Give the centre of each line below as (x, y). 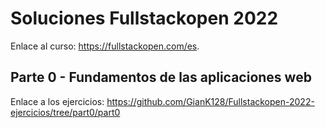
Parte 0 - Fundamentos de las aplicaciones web (161, 77)
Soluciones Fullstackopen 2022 (144, 18)
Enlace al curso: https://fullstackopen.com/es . (105, 46)
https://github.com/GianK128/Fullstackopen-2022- (210, 101)
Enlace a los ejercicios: (57, 101)
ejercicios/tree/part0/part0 (65, 112)
